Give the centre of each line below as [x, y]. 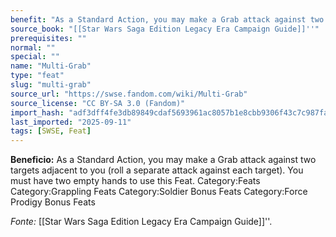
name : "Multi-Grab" [51, 66]
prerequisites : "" [48, 38]
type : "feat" [37, 76]
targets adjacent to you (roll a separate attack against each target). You [157, 170]
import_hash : [37, 112]
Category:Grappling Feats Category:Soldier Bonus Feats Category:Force [159, 192]
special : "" [35, 57]
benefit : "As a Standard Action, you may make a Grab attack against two [167, 19]
